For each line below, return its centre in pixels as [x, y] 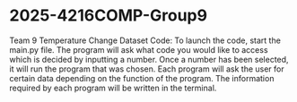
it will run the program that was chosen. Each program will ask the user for [147, 69]
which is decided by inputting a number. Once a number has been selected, [149, 59]
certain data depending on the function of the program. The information [142, 78]
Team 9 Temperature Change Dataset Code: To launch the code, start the [145, 40]
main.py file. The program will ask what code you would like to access [139, 49]
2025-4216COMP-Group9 [109, 16]
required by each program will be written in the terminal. [113, 88]
